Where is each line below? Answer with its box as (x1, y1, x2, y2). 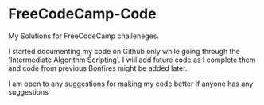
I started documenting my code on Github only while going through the (8, 46, 241, 56)
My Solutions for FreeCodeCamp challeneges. (8, 31, 160, 41)
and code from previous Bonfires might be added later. (8, 63, 188, 72)
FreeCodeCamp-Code (8, 5, 157, 23)
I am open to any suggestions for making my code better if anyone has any (8, 79, 254, 88)
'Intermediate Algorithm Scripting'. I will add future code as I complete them (8, 55, 256, 64)
